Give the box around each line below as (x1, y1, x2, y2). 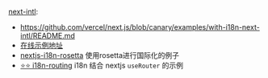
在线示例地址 (19, 40, 63, 50)
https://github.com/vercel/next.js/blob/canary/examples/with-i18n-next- (19, 23, 260, 31)
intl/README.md (19, 31, 75, 40)
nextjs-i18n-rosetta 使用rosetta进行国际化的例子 (19, 51, 180, 60)
